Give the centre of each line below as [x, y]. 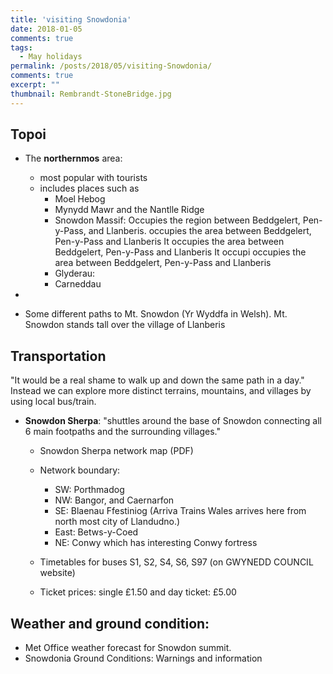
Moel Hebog [80, 199]
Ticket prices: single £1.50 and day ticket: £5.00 [138, 592]
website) [57, 573]
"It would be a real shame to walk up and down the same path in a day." [157, 380]
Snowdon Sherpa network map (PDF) [116, 451]
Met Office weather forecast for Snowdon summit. [128, 648]
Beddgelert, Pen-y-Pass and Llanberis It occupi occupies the [180, 252]
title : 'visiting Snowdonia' [71, 19]
